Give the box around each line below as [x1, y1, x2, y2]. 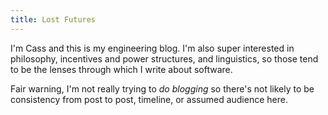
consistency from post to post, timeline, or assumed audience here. [10, 93, 288, 105]
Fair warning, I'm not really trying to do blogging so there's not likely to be [10, 82, 315, 95]
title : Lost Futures [10, 14, 97, 25]
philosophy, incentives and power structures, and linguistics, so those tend [10, 52, 319, 65]
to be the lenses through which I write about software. [10, 63, 233, 75]
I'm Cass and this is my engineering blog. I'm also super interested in [10, 42, 295, 54]
